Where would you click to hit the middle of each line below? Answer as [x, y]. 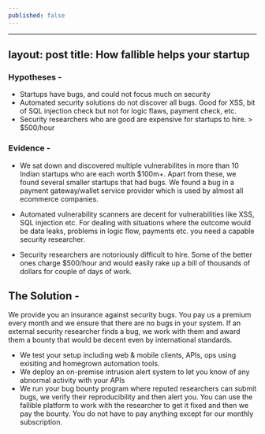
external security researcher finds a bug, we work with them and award [124, 332]
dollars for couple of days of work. [76, 271]
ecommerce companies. [59, 198]
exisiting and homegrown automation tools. [90, 364]
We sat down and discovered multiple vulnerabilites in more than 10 [129, 165]
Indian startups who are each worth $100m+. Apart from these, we [128, 173]
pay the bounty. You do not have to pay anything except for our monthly [136, 414]
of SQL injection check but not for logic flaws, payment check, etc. [128, 111]
